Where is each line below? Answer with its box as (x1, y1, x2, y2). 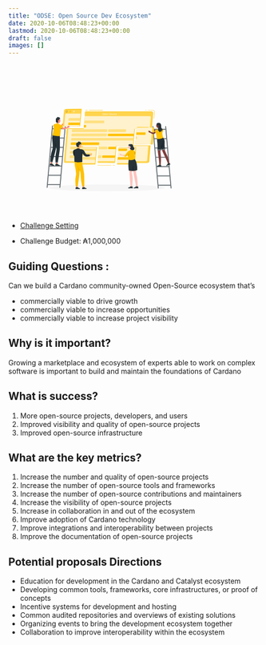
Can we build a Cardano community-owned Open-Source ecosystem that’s (8, 280, 256, 290)
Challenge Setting (19, 221, 79, 231)
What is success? (8, 389, 98, 403)
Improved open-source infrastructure (19, 428, 143, 437)
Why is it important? (8, 337, 112, 350)
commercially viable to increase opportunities (19, 304, 170, 314)
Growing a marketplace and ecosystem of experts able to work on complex (8, 357, 256, 367)
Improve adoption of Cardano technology (19, 514, 156, 525)
